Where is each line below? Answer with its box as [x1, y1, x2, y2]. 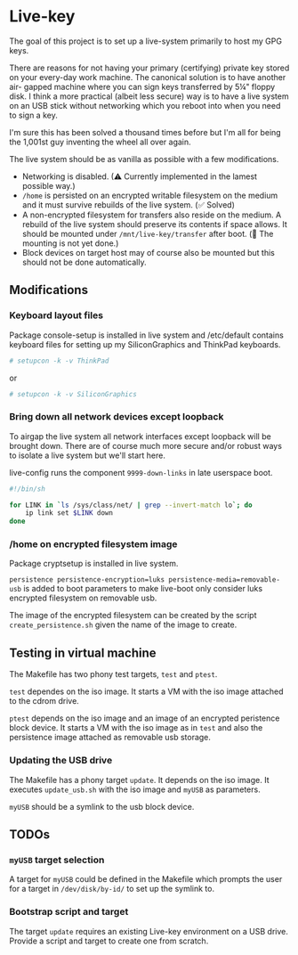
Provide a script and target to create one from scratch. [9, 935, 209, 946]
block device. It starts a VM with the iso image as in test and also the [9, 722, 263, 733]
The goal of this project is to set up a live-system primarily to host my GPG [9, 36, 283, 46]
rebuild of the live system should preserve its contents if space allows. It [21, 218, 287, 229]
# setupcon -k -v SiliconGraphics [9, 389, 138, 398]
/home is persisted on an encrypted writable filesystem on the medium [21, 190, 278, 200]
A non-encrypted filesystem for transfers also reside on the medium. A [21, 209, 282, 220]
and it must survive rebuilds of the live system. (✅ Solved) [21, 199, 236, 210]
